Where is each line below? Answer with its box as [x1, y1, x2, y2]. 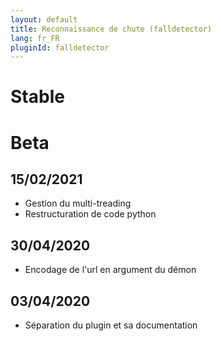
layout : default [10, 14, 78, 25]
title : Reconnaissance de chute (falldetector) [10, 24, 213, 34]
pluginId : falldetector [10, 42, 110, 53]
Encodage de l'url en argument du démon [24, 264, 197, 276]
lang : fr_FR [10, 33, 60, 43]
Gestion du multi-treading [24, 197, 132, 210]
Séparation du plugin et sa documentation [24, 319, 198, 331]
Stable [10, 86, 65, 108]
